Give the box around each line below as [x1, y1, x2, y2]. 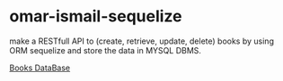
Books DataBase [9, 62, 71, 73]
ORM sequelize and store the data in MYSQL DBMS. [9, 45, 202, 55]
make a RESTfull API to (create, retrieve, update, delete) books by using [9, 36, 274, 46]
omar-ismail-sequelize [9, 6, 182, 27]
